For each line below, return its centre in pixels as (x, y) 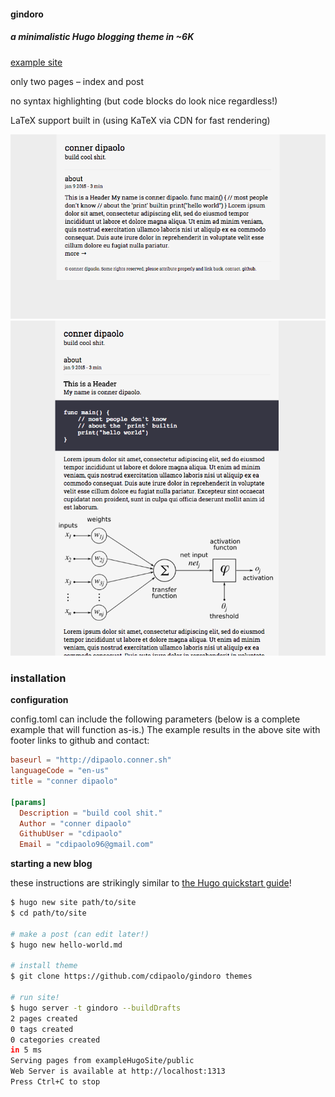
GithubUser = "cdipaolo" (71, 834)
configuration (39, 700)
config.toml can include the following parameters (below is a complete (155, 719)
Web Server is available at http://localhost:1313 (118, 1071)
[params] (28, 802)
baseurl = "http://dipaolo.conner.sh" (91, 760)
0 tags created (42, 1029)
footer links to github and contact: (80, 741)
